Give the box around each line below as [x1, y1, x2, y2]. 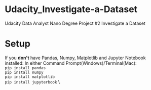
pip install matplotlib [5, 74, 55, 79]
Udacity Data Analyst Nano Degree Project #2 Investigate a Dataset [5, 20, 145, 26]
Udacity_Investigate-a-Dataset [5, 4, 138, 15]
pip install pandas [5, 65, 46, 70]
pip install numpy [5, 70, 44, 75]
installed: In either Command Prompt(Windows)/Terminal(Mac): [5, 60, 137, 66]
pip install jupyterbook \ [5, 78, 60, 84]
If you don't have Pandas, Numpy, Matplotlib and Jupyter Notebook [5, 55, 146, 61]
